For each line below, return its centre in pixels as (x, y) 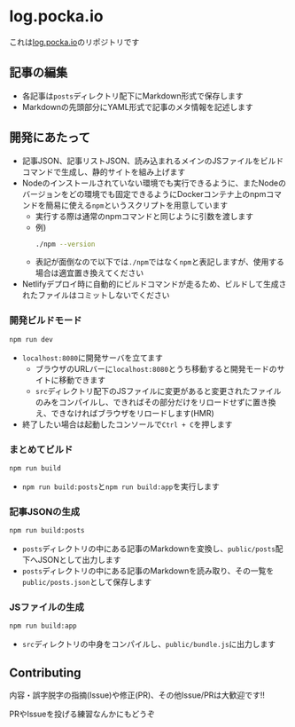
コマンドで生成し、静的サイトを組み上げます (104, 171)
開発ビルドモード (46, 320)
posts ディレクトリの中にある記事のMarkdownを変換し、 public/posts (149, 549)
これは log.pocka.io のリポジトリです (74, 42)
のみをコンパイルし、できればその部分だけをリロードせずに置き (151, 402)
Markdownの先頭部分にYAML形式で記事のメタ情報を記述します (138, 107)
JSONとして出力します (79, 559)
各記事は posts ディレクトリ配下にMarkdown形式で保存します (132, 96)
